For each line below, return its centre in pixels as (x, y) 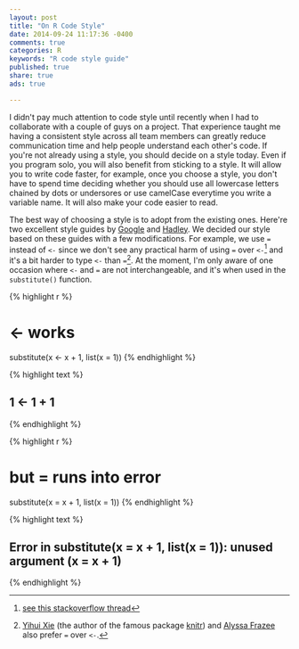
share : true (31, 76)
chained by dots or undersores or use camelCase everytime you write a (140, 193)
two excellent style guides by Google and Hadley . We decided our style (140, 229)
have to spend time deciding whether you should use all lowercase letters (144, 183)
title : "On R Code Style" (57, 26)
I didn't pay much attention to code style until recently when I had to (134, 117)
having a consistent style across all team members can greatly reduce (138, 136)
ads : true (28, 84)
